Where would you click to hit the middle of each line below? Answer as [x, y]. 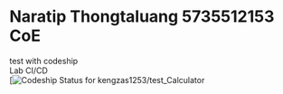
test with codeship [44, 61]
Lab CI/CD [28, 70]
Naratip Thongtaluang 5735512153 [142, 17]
